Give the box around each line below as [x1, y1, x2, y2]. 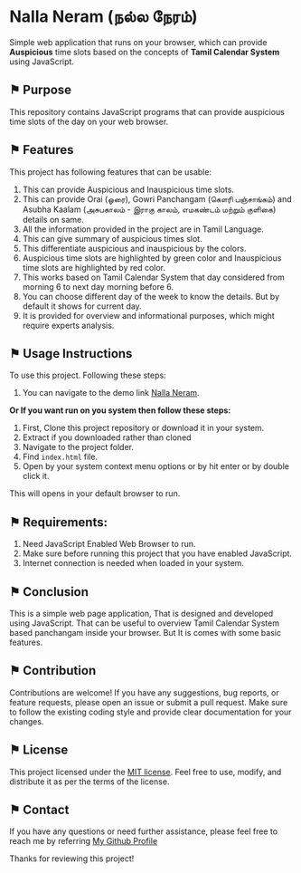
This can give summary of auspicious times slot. [22, 233, 202, 244]
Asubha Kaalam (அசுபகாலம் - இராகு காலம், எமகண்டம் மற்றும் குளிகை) [22, 204, 277, 215]
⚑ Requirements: [9, 514, 108, 530]
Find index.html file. [22, 451, 98, 463]
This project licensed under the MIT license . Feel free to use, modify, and [9, 766, 282, 777]
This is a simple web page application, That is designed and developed [9, 609, 274, 619]
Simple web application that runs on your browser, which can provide [9, 36, 268, 47]
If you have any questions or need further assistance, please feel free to [9, 826, 278, 837]
